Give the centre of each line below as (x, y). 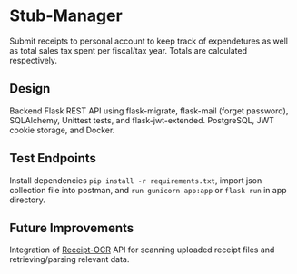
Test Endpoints (53, 158)
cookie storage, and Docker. (62, 130)
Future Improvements (72, 228)
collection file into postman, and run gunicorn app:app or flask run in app (148, 190)
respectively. (33, 60)
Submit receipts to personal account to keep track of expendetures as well (149, 41)
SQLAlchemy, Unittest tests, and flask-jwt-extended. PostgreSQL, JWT (142, 120)
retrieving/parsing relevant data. (69, 259)
